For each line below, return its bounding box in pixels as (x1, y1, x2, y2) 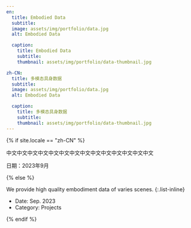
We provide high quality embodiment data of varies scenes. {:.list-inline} (6, 185, 185, 193)
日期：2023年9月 (6, 162, 49, 169)
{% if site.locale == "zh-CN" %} (6, 136, 85, 144)
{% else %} (6, 174, 35, 181)
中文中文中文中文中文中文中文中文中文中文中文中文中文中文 (6, 149, 154, 156)
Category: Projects (14, 203, 62, 211)
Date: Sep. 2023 (14, 197, 56, 204)
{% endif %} (6, 215, 37, 223)
